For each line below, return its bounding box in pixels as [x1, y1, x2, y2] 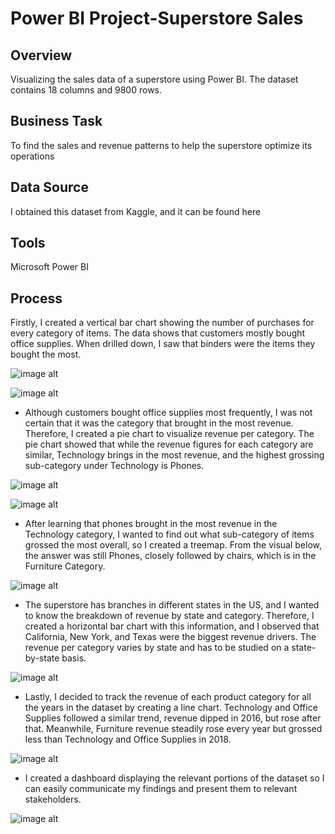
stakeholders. [24, 793, 82, 806]
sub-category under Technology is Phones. [24, 460, 205, 472]
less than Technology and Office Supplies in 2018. [24, 733, 232, 746]
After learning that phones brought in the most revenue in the [24, 518, 278, 530]
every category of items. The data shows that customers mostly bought [10, 327, 306, 339]
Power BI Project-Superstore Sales [10, 7, 304, 30]
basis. [61, 652, 87, 664]
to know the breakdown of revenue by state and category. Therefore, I [24, 610, 315, 622]
